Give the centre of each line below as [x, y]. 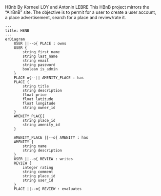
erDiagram [15, 39]
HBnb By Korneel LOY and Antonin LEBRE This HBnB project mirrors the [77, 7]
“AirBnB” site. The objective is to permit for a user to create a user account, [80, 12]
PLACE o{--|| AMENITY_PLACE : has [49, 78]
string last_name [40, 56]
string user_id [38, 180]
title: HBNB [17, 31]
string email [36, 61]
